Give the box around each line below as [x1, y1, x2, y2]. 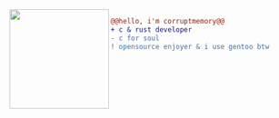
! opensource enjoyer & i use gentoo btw [110, 42, 270, 51]
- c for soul [110, 34, 160, 43]
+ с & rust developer [110, 25, 193, 34]
